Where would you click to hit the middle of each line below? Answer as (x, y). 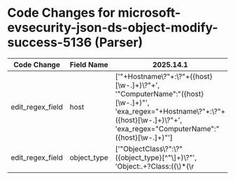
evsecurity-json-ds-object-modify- (113, 28)
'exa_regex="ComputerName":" (167, 128)
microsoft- (149, 13)
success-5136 (50, 43)
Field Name (89, 64)
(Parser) (119, 43)
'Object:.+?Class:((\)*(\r (155, 166)
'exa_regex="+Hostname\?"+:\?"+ (170, 111)
